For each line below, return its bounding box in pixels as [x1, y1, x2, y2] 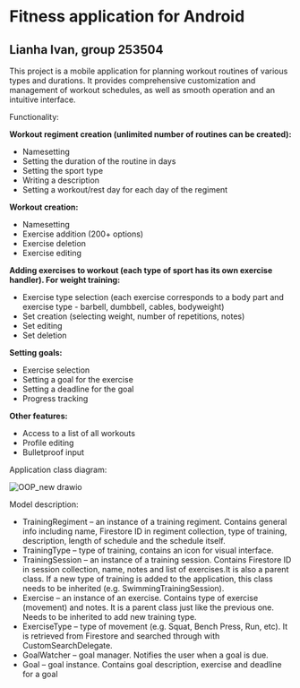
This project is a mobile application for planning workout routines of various [9, 65, 288, 76]
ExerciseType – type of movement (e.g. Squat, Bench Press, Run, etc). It [21, 621, 288, 632]
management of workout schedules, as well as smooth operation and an [9, 85, 276, 95]
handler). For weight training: [9, 275, 121, 285]
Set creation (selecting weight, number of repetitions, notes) [21, 311, 245, 322]
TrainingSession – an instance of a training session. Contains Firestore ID [21, 555, 292, 565]
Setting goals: [9, 348, 63, 357]
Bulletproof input [21, 447, 85, 458]
